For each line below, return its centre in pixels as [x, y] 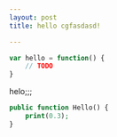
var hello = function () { [57, 58]
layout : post [33, 17]
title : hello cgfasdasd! [55, 26]
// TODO [39, 66]
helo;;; [21, 92]
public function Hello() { [59, 108]
